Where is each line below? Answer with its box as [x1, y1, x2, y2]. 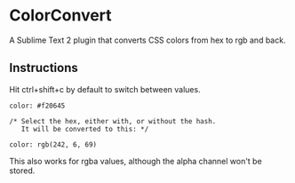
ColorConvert [9, 5, 113, 26]
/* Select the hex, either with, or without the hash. [9, 116, 217, 125]
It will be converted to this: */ [20, 124, 149, 133]
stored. [9, 165, 36, 176]
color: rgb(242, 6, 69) [9, 139, 98, 149]
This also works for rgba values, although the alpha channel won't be [9, 155, 262, 166]
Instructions [9, 60, 78, 76]
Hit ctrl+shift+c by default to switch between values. [9, 84, 202, 94]
